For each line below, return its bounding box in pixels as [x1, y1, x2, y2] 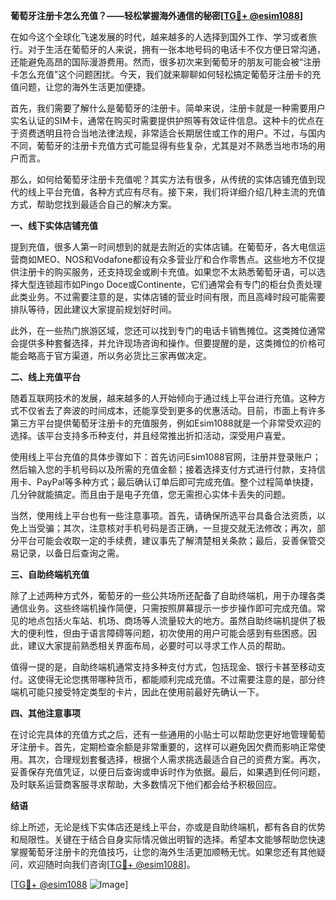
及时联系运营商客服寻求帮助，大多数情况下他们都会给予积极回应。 [10, 779, 282, 790]
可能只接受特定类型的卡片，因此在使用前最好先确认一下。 [27, 686, 265, 698]
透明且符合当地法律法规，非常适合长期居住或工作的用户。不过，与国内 [36, 127, 326, 139]
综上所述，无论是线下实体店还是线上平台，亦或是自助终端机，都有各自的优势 [10, 821, 326, 833]
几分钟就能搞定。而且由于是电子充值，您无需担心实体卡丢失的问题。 [10, 489, 291, 500]
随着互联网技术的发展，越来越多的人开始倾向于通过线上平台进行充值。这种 [10, 392, 317, 404]
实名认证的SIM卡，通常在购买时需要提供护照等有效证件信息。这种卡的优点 [10, 115, 316, 126]
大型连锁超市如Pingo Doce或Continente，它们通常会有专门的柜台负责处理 [18, 279, 323, 290]
